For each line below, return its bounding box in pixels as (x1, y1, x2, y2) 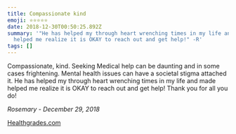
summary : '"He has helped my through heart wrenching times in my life (7, 29, 221, 37)
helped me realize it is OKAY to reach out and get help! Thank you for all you (7, 84, 228, 92)
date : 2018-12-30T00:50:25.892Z (7, 23, 102, 30)
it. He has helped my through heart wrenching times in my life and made (7, 77, 216, 84)
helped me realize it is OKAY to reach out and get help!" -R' (13, 36, 202, 43)
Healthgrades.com (7, 119, 61, 126)
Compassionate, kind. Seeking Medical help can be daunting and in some (7, 62, 220, 70)
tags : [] (7, 43, 33, 50)
